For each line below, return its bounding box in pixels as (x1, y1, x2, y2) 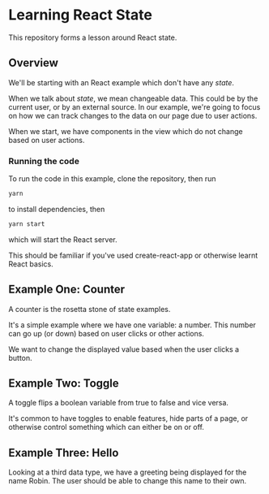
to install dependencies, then (8, 204, 105, 214)
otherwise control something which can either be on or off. (8, 422, 205, 432)
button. (8, 353, 32, 362)
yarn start (8, 219, 45, 228)
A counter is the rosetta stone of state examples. (8, 304, 171, 314)
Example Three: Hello (8, 445, 119, 460)
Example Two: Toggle (8, 376, 119, 390)
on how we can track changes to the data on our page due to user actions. (8, 110, 258, 120)
